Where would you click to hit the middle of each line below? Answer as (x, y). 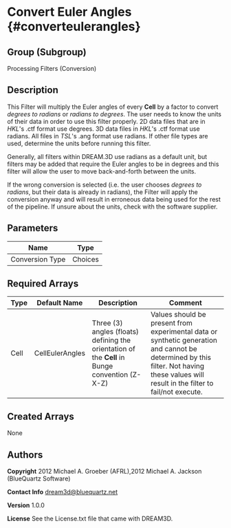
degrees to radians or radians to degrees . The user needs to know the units (114, 114)
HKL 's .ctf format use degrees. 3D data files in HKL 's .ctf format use (104, 129)
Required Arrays (43, 284)
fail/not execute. (176, 392)
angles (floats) (115, 332)
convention (110, 374)
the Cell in (108, 357)
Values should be (178, 315)
